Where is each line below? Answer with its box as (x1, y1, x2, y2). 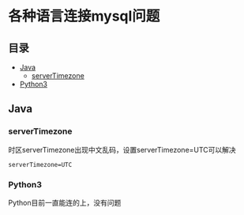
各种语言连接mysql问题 (8, 7, 160, 25)
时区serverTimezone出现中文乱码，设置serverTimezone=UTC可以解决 (8, 145, 237, 154)
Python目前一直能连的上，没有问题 (8, 198, 122, 207)
